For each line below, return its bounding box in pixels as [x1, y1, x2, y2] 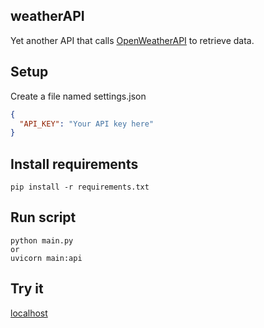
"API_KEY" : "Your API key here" [19, 119, 155, 129]
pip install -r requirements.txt [10, 182, 150, 193]
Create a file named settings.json [10, 90, 147, 102]
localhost [10, 307, 48, 319]
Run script [10, 209, 77, 226]
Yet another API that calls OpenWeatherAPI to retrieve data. [10, 34, 255, 46]
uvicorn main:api [10, 253, 83, 263]
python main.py [10, 235, 74, 246]
